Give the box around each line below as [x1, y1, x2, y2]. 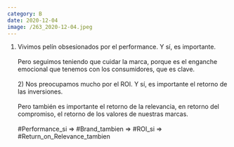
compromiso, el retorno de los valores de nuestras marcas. [17, 110, 188, 118]
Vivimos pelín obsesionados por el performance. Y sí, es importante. [17, 43, 216, 51]
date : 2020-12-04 [7, 17, 58, 24]
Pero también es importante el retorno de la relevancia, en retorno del [17, 103, 219, 111]
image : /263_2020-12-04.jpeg [7, 23, 93, 30]
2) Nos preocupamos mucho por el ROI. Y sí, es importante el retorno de [17, 80, 228, 89]
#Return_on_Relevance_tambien [17, 132, 111, 141]
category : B [7, 10, 42, 18]
